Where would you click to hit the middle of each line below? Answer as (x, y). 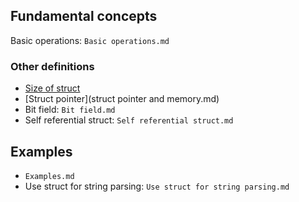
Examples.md (49, 176)
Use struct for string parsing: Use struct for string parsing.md (157, 186)
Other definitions (52, 66)
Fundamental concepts (84, 16)
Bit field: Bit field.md (70, 110)
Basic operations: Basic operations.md (90, 40)
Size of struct (52, 88)
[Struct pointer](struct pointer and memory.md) (122, 99)
